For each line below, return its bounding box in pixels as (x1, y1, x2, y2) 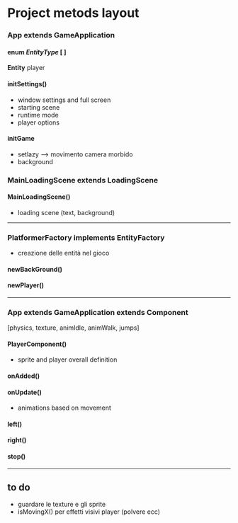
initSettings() (7, 79, 47, 88)
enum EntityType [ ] (7, 47, 67, 56)
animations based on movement (17, 403, 112, 412)
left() (7, 420, 23, 428)
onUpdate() (7, 388, 42, 396)
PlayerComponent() (7, 340, 67, 348)
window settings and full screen (17, 96, 111, 104)
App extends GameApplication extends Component (7, 307, 189, 317)
